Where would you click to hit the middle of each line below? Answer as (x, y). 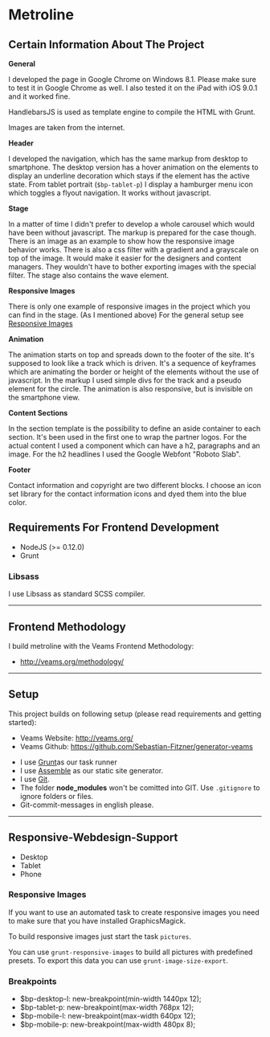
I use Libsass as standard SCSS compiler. (77, 594)
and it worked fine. (39, 96)
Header (21, 143)
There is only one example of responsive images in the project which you (129, 306)
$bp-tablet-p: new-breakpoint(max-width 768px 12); (107, 1007)
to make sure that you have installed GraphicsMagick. (97, 920)
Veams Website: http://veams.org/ (77, 738)
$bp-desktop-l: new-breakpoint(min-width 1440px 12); (111, 999)
